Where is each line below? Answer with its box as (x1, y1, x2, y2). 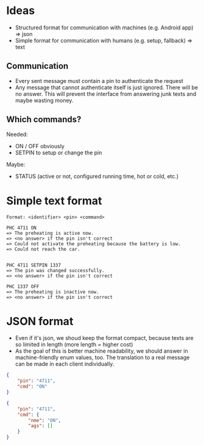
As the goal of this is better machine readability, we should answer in (15, 347, 188, 354)
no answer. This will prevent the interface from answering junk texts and (15, 90, 197, 98)
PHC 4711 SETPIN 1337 (6, 262, 62, 268)
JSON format (6, 314, 74, 328)
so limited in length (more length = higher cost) (15, 341, 133, 348)
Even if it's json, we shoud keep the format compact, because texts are (15, 334, 194, 342)
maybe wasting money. (15, 96, 74, 104)
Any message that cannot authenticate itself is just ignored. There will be (15, 84, 199, 91)
